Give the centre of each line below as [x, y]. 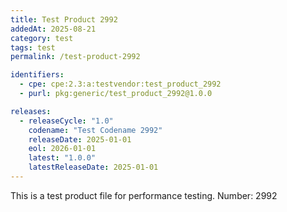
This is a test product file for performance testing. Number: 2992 [144, 195]
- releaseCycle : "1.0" [66, 121]
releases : [31, 111]
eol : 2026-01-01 [62, 149]
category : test [42, 38]
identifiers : [37, 75]
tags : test [33, 47]
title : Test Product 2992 [64, 19]
